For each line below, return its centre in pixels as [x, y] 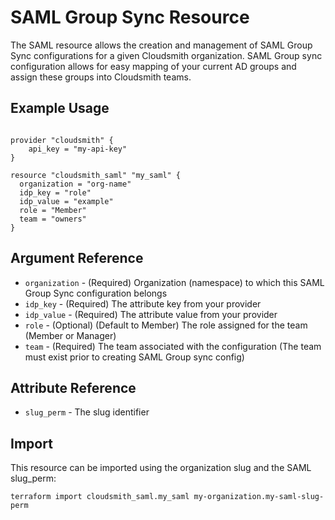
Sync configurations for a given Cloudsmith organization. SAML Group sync [166, 55]
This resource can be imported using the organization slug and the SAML [161, 468]
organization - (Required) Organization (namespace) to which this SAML [174, 282]
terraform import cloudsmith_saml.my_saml [100, 497]
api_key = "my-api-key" [78, 149]
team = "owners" [53, 219]
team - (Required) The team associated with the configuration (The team [173, 346]
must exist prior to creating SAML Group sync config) [134, 357]
